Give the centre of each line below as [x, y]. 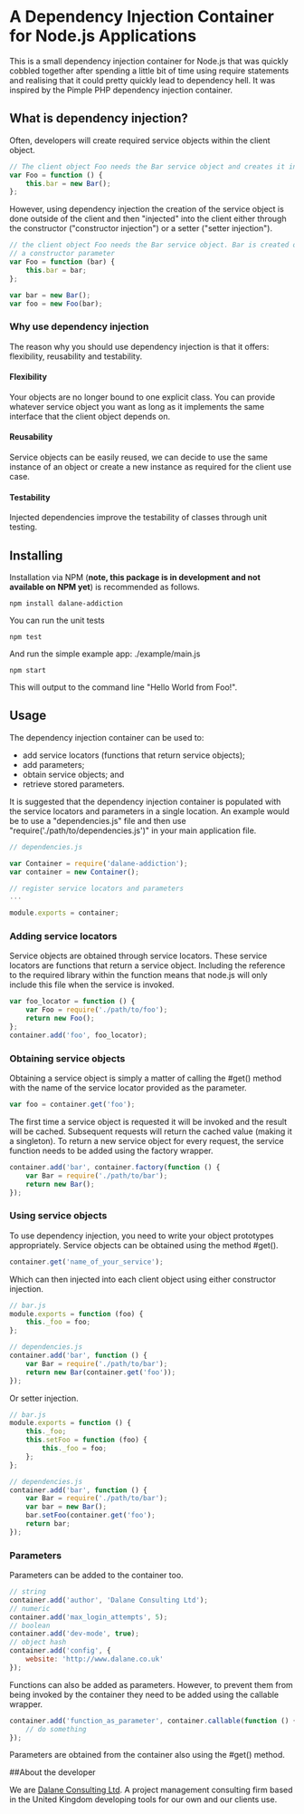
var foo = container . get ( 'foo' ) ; [72, 1105]
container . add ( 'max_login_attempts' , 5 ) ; [89, 1617]
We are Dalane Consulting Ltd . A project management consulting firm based [151, 1790]
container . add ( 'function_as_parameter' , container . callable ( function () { [153, 1721]
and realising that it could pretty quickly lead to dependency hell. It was [142, 80]
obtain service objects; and [73, 774]
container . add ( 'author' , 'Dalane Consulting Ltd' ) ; [109, 1600]
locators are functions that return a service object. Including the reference [147, 965]
